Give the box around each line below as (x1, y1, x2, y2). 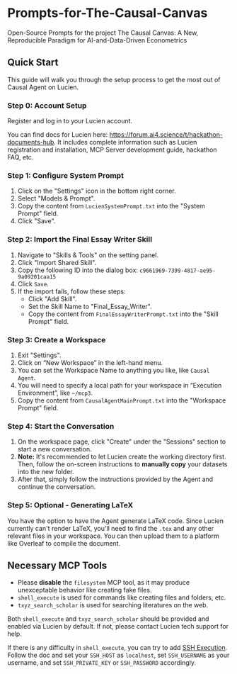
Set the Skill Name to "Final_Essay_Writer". (28, 302, 152, 310)
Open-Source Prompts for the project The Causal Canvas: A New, (7, 28, 199, 37)
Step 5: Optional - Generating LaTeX (7, 500, 134, 510)
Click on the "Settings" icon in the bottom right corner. (17, 186, 176, 196)
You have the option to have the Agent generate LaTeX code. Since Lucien (7, 516, 224, 525)
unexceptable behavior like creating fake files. (17, 586, 152, 595)
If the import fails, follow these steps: (17, 287, 126, 296)
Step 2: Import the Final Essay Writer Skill (7, 235, 153, 245)
